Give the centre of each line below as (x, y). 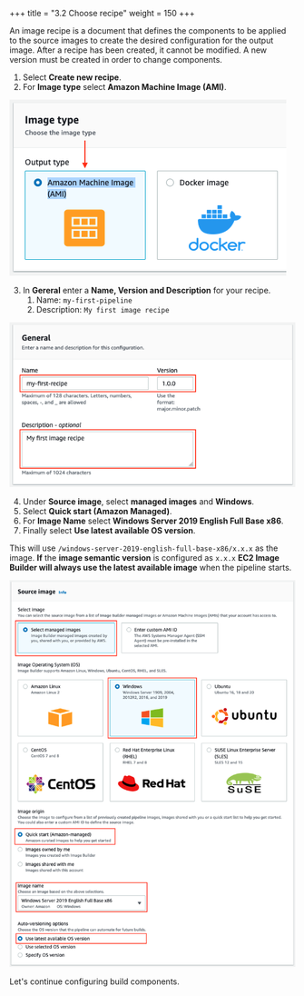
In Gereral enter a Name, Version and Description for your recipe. (147, 290)
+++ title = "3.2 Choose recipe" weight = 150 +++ (102, 13)
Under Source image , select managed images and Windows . (138, 501)
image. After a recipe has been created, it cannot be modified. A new (138, 50)
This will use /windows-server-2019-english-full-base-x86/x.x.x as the (144, 548)
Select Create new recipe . (72, 77)
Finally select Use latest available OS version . (109, 530)
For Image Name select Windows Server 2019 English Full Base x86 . (153, 521)
